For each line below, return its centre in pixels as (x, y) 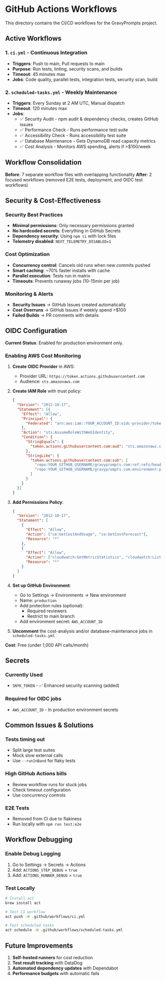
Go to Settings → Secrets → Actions (49, 864)
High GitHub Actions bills (36, 774)
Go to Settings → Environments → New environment (73, 595)
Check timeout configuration (41, 790)
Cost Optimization (28, 254)
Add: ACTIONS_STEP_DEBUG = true (45, 870)
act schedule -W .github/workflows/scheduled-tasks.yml (64, 930)
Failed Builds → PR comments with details (55, 315)
